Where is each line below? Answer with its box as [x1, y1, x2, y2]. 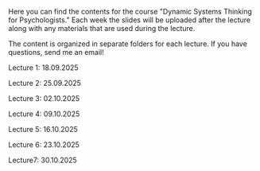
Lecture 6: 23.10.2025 [8, 140, 80, 150]
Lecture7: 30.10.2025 [8, 155, 77, 165]
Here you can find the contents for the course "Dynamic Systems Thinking [8, 7, 253, 16]
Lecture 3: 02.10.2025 [8, 94, 80, 103]
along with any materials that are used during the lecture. [8, 24, 196, 33]
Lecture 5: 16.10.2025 [8, 125, 78, 134]
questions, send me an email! [8, 48, 105, 56]
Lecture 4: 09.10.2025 [8, 109, 80, 119]
